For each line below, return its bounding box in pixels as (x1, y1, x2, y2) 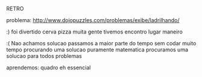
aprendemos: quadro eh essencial (6, 64, 91, 71)
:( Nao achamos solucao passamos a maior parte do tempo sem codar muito (6, 40, 197, 47)
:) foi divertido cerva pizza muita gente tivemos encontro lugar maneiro (6, 28, 183, 35)
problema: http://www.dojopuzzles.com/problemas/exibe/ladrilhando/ (6, 17, 180, 23)
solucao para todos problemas (6, 53, 83, 59)
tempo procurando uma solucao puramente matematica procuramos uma (6, 46, 189, 53)
